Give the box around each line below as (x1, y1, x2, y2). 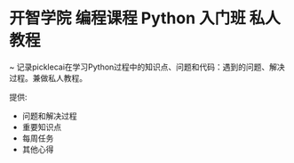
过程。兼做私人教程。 (9, 72, 87, 83)
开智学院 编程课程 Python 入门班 (9, 8, 246, 29)
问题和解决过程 (21, 110, 77, 121)
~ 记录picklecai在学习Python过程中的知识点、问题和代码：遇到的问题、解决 (9, 61, 286, 72)
